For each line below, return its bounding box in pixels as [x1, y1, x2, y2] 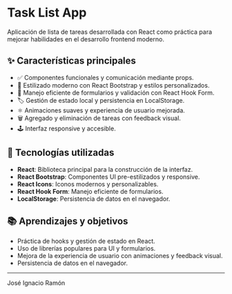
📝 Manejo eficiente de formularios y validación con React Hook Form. [17, 88, 215, 97]
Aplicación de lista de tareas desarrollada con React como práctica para [7, 28, 213, 36]
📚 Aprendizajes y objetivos [7, 215, 128, 227]
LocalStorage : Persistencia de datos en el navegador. [17, 195, 171, 203]
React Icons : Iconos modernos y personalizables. [17, 179, 159, 188]
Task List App [7, 5, 87, 21]
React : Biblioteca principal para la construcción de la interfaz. [17, 165, 193, 173]
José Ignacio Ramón [7, 279, 66, 287]
